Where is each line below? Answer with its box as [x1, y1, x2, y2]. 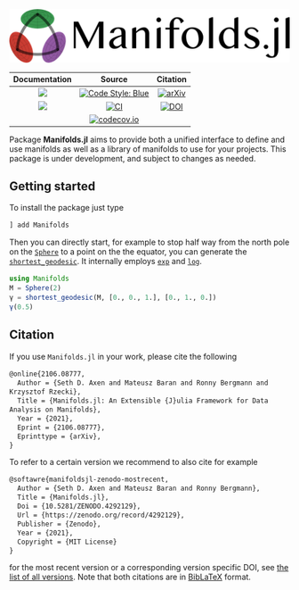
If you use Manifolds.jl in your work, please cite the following [9, 351, 238, 361]
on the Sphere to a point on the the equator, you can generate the [9, 246, 247, 257]
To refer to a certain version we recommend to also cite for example [9, 456, 258, 467]
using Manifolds [9, 274, 69, 284]
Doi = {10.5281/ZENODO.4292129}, [17, 502, 141, 511]
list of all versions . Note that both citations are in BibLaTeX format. [9, 571, 252, 582]
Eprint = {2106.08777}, [17, 423, 105, 432]
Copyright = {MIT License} [17, 537, 117, 546]
